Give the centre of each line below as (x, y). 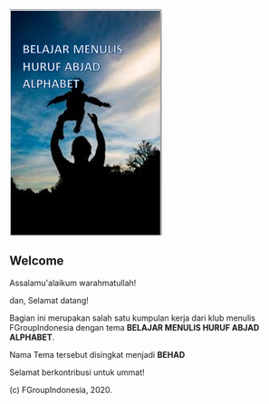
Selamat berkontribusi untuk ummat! (77, 372)
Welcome (37, 261)
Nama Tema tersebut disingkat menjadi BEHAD (97, 354)
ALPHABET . (32, 337)
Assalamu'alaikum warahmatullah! (73, 283)
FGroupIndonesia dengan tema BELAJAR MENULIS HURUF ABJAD (134, 327)
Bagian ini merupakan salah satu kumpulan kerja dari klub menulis (133, 318)
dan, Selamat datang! (49, 300)
